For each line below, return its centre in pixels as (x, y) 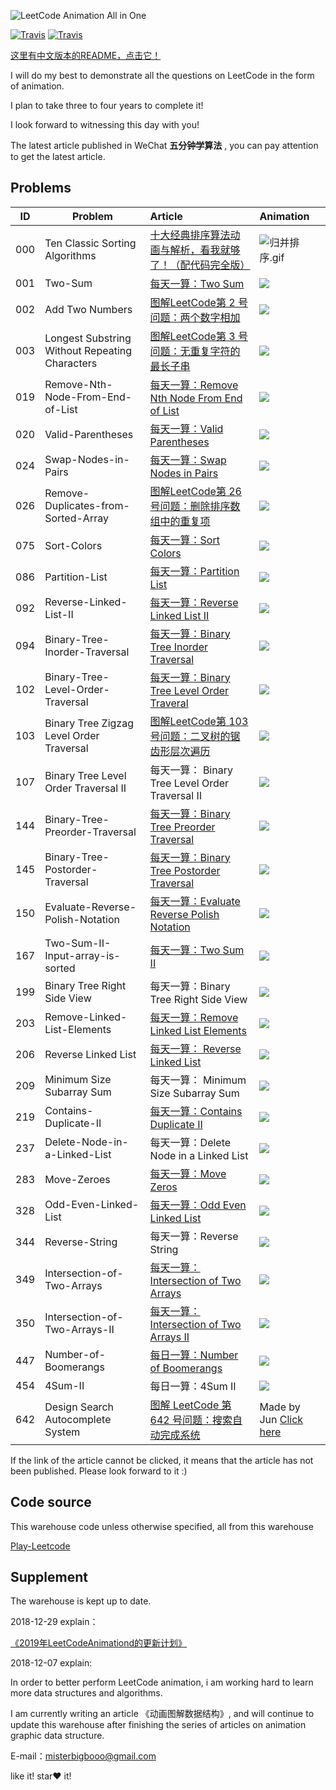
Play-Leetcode (40, 1546)
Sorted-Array (76, 518)
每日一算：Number (194, 1355)
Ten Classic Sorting (90, 243)
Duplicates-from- (87, 505)
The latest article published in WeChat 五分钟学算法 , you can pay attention (164, 145)
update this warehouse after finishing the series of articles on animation (158, 1725)
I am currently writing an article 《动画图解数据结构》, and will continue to (162, 1714)
